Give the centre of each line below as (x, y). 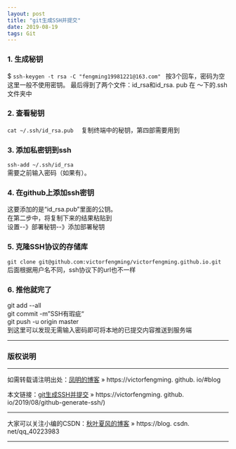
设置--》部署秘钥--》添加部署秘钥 (56, 227)
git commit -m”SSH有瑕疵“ (46, 314)
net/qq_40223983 (33, 431)
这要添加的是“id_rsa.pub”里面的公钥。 (62, 209)
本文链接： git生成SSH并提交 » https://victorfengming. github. (96, 395)
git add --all (24, 306)
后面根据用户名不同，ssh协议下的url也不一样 (72, 269)
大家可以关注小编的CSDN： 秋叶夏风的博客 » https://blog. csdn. (98, 424)
